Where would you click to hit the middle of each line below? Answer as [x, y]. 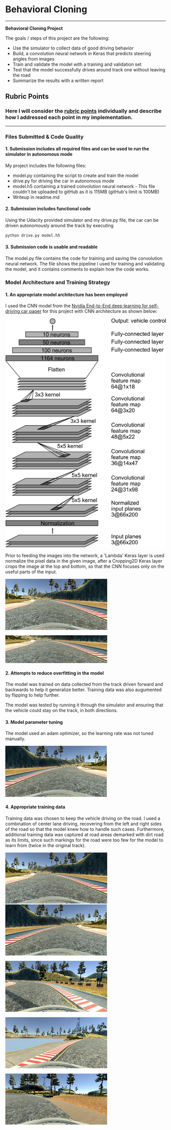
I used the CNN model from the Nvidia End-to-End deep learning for [77, 306]
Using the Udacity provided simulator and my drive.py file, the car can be [82, 220]
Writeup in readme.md [36, 197]
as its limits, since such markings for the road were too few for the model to [84, 840]
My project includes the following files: [46, 165]
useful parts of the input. [31, 572]
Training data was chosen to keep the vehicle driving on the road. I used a [83, 818]
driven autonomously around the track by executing [59, 225]
